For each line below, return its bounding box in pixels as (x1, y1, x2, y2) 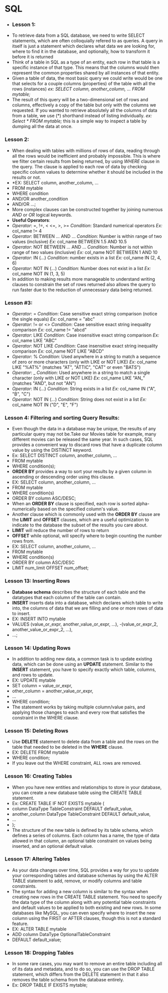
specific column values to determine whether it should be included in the (12, 169, 163, 175)
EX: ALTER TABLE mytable (12, 925, 67, 932)
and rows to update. (12, 672, 54, 678)
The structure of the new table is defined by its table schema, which (12, 827, 153, 833)
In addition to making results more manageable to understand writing (12, 276, 155, 282)
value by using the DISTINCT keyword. (12, 447, 93, 453)
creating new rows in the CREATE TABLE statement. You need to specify (12, 894, 162, 900)
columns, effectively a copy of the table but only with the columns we (12, 102, 156, 108)
